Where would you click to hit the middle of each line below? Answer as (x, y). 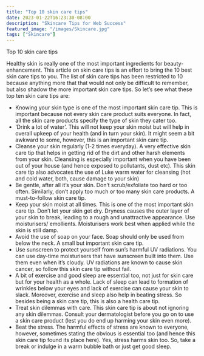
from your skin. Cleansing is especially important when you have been (103, 159)
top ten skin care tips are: (38, 96)
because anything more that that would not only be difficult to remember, (98, 83)
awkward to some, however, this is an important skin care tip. (92, 140)
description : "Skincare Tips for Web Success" (66, 23)
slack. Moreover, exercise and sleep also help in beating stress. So (98, 295)
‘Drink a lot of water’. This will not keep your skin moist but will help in (102, 127)
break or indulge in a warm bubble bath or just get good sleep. (93, 346)
